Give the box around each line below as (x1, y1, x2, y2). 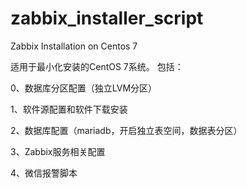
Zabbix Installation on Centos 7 (10, 40, 138, 52)
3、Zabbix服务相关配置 (10, 145, 106, 157)
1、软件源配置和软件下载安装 (10, 103, 128, 115)
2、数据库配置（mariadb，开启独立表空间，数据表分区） (10, 124, 243, 136)
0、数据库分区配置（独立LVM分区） (10, 82, 158, 94)
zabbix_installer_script (10, 7, 204, 30)
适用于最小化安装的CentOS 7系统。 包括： (10, 60, 184, 72)
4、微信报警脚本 (10, 167, 78, 179)
